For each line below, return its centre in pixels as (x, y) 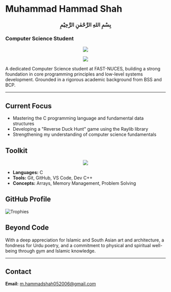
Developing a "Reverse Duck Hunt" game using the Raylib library (80, 129)
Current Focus (28, 106)
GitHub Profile (28, 199)
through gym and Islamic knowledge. (57, 251)
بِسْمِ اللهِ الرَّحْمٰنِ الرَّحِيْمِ (85, 25)
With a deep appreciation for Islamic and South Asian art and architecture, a (85, 240)
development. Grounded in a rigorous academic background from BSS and (83, 80)
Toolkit (17, 150)
